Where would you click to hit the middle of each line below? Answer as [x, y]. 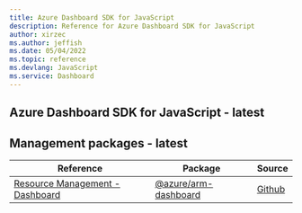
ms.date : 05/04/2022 [48, 51]
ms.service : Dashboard [52, 76]
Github [271, 189]
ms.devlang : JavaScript [54, 68]
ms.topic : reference [48, 59]
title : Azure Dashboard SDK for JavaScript [92, 18]
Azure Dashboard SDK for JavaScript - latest [137, 113]
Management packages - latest [99, 143]
